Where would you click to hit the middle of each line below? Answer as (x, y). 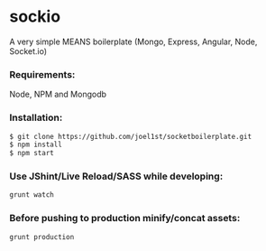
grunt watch (32, 195)
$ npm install (36, 145)
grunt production (42, 237)
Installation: (36, 117)
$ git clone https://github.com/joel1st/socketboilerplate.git (131, 136)
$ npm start (32, 153)
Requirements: (42, 74)
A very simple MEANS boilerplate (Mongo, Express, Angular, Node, (133, 42)
